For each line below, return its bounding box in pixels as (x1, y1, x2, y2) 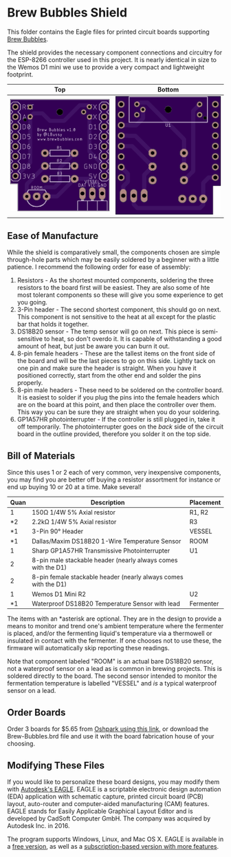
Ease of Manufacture (7, 229, 99, 242)
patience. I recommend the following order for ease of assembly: (7, 263, 191, 271)
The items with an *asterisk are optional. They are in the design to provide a (7, 615, 222, 623)
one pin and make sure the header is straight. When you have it (16, 364, 197, 373)
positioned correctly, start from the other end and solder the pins (16, 371, 201, 380)
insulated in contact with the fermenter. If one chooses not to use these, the (7, 637, 222, 645)
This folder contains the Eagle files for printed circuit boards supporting (7, 28, 210, 36)
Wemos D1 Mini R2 (32, 590, 86, 598)
